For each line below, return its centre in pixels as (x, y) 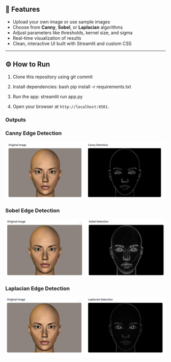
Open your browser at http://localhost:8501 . (61, 106)
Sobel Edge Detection (33, 211)
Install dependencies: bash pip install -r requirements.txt (72, 86)
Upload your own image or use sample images (61, 21)
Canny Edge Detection (34, 133)
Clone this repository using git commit (53, 77)
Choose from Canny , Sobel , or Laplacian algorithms (68, 27)
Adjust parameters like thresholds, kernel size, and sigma (73, 32)
